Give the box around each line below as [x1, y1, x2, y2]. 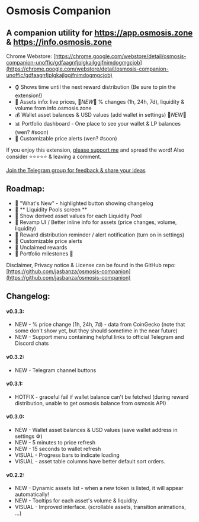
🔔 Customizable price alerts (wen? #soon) [14, 135, 117, 142]
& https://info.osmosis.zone [6, 37, 113, 47]
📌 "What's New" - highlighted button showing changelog [14, 200, 153, 207]
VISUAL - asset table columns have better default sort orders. [14, 458, 166, 465]
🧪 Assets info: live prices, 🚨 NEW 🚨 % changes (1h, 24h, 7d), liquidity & [14, 98, 185, 105]
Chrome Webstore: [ [6, 53, 56, 60]
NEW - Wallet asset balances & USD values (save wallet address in [14, 427, 178, 434]
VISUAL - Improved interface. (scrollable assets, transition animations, [14, 504, 187, 511]
